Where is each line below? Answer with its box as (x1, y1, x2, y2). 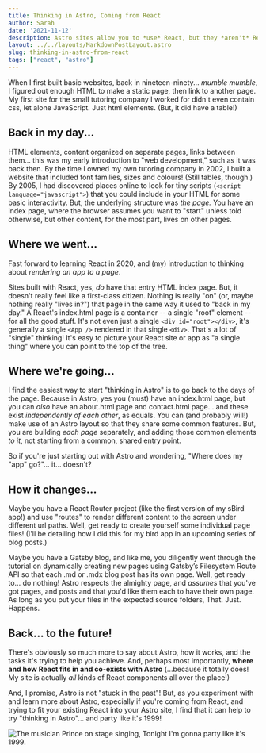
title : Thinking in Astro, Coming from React (8, 11, 161, 20)
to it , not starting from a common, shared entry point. (8, 436, 182, 445)
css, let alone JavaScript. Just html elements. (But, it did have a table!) (8, 102, 237, 112)
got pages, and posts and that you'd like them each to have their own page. (8, 586, 255, 596)
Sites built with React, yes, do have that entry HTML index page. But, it (8, 282, 238, 292)
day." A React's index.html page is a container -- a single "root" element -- (8, 307, 252, 317)
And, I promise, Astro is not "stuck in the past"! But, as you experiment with (8, 688, 254, 697)
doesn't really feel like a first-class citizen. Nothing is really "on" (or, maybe (8, 290, 254, 300)
